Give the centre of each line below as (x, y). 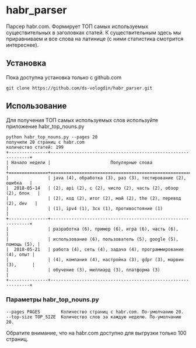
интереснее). (22, 45)
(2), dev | (22, 203)
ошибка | (19, 183)
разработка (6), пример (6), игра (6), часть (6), (116, 229)
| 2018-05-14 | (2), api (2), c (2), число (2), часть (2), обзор (92, 188)
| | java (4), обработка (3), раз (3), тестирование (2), (96, 178)
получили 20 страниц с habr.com (45, 142)
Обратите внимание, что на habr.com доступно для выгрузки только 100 (96, 333)
